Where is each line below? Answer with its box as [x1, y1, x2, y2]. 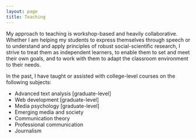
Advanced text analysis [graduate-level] [14, 90, 111, 97]
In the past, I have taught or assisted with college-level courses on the [6, 72, 176, 79]
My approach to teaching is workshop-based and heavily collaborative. [6, 30, 178, 37]
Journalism [14, 127, 42, 134]
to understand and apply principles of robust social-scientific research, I [6, 42, 180, 50]
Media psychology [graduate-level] [14, 102, 99, 109]
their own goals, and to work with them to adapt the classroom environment [6, 55, 188, 62]
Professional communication [14, 121, 84, 128]
